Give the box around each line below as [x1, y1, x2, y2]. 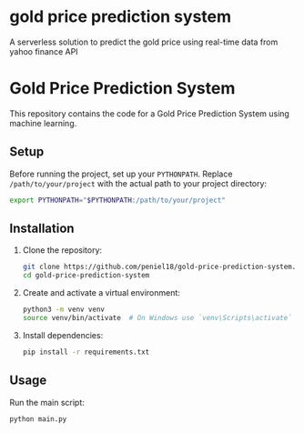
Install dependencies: [22, 329, 104, 340]
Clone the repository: [22, 245, 103, 256]
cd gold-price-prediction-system [22, 271, 150, 280]
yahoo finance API [9, 45, 79, 56]
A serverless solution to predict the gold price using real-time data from [9, 36, 279, 47]
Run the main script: [9, 397, 85, 408]
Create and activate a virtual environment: [22, 287, 180, 298]
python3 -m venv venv [22, 305, 106, 315]
